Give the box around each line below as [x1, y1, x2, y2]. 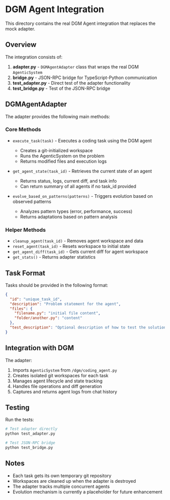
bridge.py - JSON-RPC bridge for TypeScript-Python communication [12, 75, 157, 81]
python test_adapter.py [5, 431, 56, 437]
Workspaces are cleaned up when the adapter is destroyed [12, 478, 136, 484]
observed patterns [12, 198, 52, 204]
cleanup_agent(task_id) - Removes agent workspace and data [12, 238, 143, 244]
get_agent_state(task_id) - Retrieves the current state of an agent [12, 168, 152, 174]
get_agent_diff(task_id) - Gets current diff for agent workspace [12, 248, 148, 255]
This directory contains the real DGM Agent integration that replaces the [5, 20, 156, 26]
